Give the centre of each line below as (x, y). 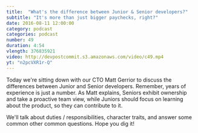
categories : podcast (32, 34)
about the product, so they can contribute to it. (64, 105)
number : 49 (20, 40)
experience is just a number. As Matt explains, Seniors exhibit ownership (97, 92)
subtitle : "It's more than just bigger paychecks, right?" (82, 18)
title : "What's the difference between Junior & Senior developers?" (97, 12)
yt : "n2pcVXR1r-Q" (29, 62)
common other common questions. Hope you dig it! (71, 123)
